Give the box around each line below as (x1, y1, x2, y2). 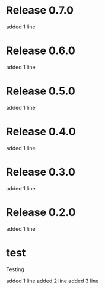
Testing (6, 265, 25, 273)
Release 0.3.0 (6, 165, 76, 179)
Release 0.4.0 (6, 125, 76, 138)
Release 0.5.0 (6, 84, 75, 98)
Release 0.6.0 (6, 44, 75, 58)
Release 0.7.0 (6, 4, 74, 17)
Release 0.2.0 (6, 205, 76, 219)
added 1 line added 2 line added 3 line (6, 277, 99, 284)
